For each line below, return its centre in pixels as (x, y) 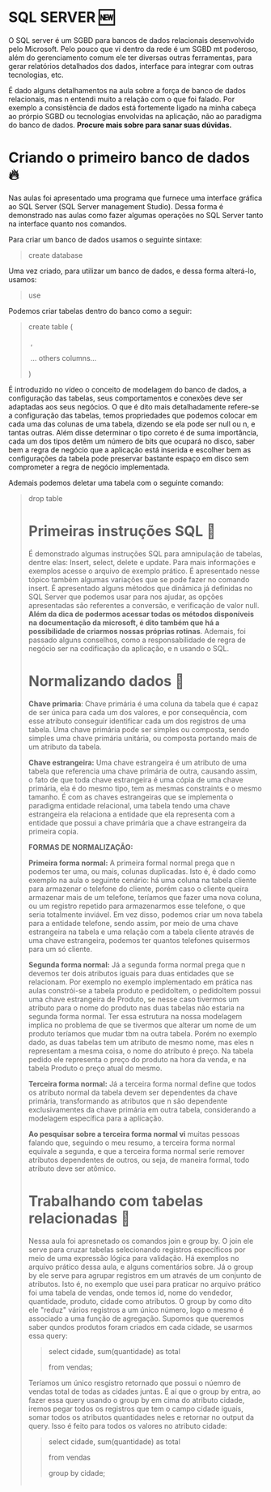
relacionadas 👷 (79, 1218)
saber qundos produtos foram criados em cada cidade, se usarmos (140, 1327)
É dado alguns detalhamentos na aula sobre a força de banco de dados (127, 90)
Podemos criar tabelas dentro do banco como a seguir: (100, 311)
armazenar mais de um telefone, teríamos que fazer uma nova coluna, (145, 897)
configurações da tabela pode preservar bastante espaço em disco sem (129, 458)
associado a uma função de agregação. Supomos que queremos (136, 1318)
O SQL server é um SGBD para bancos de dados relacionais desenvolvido (131, 40)
